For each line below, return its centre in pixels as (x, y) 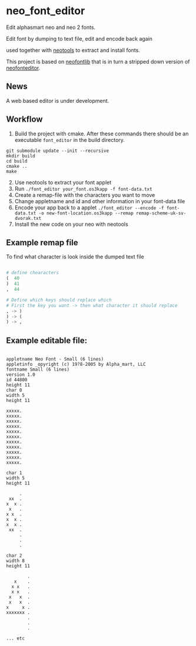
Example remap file (42, 243)
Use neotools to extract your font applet (63, 182)
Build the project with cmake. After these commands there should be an (102, 134)
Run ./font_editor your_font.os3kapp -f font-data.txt (83, 189)
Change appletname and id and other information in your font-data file (100, 201)
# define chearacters (33, 273)
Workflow (24, 119)
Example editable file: (46, 340)
